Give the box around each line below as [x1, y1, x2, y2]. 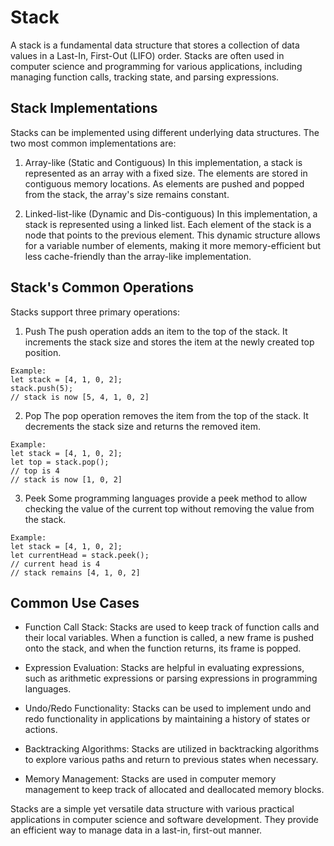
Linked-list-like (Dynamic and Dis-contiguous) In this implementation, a [24, 207, 318, 220]
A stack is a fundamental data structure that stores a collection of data [10, 39, 300, 51]
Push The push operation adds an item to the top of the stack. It [24, 325, 288, 337]
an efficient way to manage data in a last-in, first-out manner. [10, 824, 263, 836]
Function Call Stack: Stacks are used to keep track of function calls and [24, 621, 320, 633]
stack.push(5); [10, 383, 74, 393]
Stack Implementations [10, 100, 158, 117]
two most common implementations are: [10, 137, 177, 149]
